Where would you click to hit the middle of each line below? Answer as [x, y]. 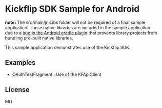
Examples [20, 63]
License [17, 90]
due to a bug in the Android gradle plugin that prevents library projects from [81, 33]
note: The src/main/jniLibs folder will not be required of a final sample [75, 22]
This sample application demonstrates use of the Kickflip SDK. [68, 47]
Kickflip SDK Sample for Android [72, 9]
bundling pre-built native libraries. [39, 38]
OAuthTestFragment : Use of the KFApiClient [57, 74]
